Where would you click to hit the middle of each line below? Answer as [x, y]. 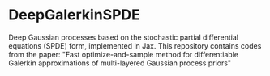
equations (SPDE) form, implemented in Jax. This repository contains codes [135, 45]
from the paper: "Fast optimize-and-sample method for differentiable [124, 54]
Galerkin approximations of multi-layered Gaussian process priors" [120, 63]
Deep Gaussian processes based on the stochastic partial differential [124, 37]
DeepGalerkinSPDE [74, 15]
